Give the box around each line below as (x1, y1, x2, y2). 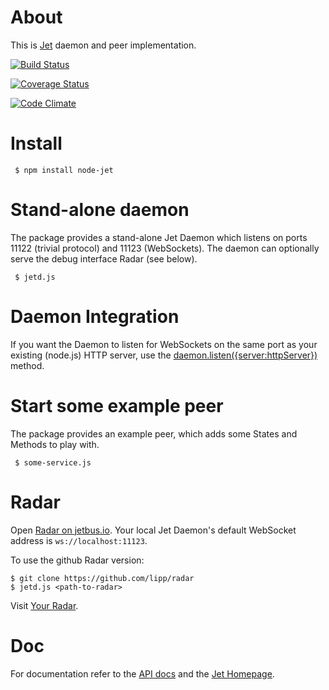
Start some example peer (10, 394, 224, 417)
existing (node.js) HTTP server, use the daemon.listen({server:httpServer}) (10, 349, 318, 361)
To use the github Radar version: (10, 554, 145, 566)
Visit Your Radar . (10, 599, 79, 611)
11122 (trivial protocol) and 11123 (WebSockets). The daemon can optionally (10, 242, 320, 254)
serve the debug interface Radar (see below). (10, 252, 198, 265)
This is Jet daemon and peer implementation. (10, 39, 197, 51)
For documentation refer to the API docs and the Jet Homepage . (10, 667, 275, 680)
